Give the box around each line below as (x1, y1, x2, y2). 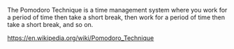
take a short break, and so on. (7, 21, 94, 28)
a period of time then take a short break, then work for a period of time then (7, 13, 226, 21)
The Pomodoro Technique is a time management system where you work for (7, 6, 228, 14)
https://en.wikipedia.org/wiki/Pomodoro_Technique (7, 34, 154, 42)
